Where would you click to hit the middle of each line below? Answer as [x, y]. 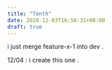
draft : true [25, 27]
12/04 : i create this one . [43, 60]
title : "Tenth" [30, 14]
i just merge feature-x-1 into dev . [56, 47]
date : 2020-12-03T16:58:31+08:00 [56, 20]
